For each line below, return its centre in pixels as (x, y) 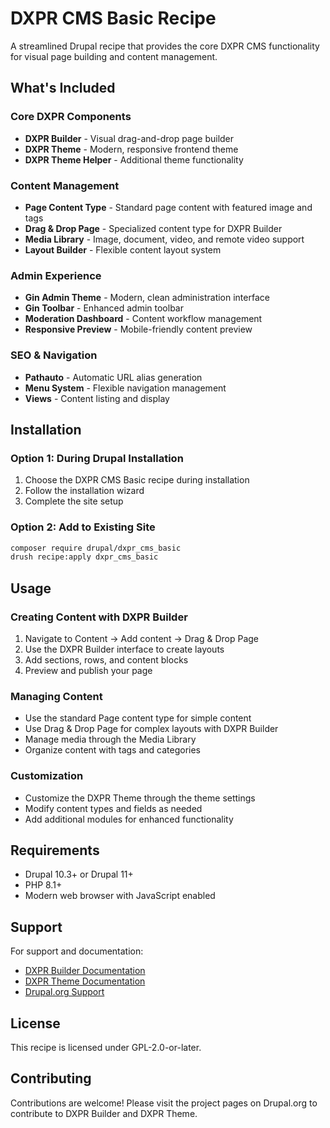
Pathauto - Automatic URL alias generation (113, 377)
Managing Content (56, 696)
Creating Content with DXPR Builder (99, 617)
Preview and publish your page (88, 670)
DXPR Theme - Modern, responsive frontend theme (131, 149)
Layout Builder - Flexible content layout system (123, 249)
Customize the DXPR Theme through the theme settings (140, 798)
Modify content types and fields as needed (113, 808)
